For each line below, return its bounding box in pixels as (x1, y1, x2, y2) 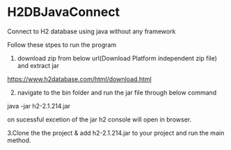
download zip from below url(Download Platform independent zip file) (17, 53, 218, 62)
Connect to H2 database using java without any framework (7, 27, 176, 35)
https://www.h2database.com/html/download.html (7, 74, 152, 83)
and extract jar (17, 61, 59, 69)
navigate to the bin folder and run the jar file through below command (17, 88, 217, 97)
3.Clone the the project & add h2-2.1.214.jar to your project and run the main (7, 128, 225, 137)
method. (7, 136, 31, 144)
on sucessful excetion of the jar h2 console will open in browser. (7, 115, 192, 124)
